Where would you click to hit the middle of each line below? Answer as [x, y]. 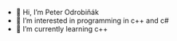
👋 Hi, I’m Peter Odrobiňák [57, 12]
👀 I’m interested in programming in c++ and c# [92, 20]
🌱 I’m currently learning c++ [62, 29]
